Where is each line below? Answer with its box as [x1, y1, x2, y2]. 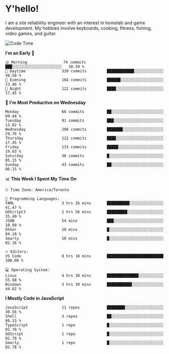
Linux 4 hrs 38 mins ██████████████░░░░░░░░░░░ [5, 273, 164, 278]
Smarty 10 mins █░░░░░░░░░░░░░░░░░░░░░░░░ [5, 235, 164, 241]
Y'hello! [5, 3, 39, 15]
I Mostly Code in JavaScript [5, 295, 65, 301]
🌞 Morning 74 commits [5, 60, 86, 65]
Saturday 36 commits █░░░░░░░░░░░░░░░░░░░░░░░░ [5, 153, 164, 158]
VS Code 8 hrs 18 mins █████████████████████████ [5, 253, 164, 259]
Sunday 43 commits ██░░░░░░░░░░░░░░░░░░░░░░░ [5, 162, 164, 167]
